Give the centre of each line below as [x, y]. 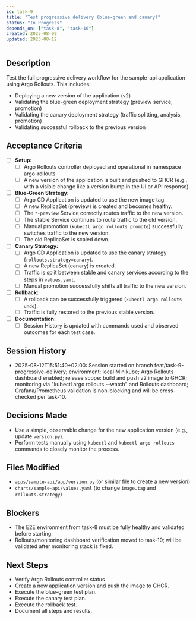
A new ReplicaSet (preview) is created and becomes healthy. [98, 206]
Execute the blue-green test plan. [56, 591]
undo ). [31, 306]
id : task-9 [20, 12]
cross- [168, 391]
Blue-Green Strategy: [42, 193]
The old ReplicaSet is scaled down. [67, 240]
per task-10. [52, 396]
